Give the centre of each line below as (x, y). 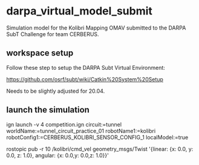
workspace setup (40, 53)
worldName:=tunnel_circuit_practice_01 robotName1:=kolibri (81, 131)
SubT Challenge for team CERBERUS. (53, 34)
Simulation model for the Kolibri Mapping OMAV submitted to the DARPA (96, 28)
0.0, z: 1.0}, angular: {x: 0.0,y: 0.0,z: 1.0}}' (57, 155)
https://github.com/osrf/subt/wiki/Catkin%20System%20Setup (85, 79)
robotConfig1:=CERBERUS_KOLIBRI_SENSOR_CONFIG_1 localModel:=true (97, 137)
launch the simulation (48, 110)
